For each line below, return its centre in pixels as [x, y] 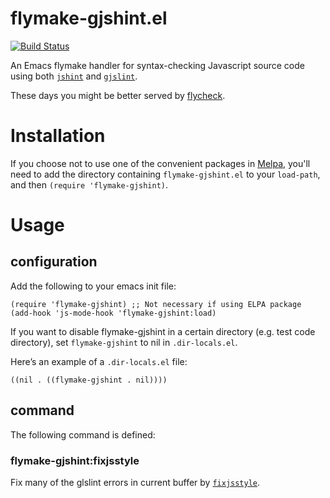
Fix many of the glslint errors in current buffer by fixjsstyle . [135, 482]
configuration [54, 262]
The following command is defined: [83, 434]
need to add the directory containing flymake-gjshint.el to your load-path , [165, 174]
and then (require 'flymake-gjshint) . [89, 184]
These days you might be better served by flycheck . [118, 95]
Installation [58, 136]
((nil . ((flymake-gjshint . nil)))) [89, 380]
